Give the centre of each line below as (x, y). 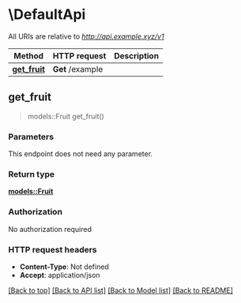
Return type (32, 174)
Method (28, 55)
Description (137, 55)
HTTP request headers (53, 249)
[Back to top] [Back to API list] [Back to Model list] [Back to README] (120, 290)
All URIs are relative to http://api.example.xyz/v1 (86, 36)
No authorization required (50, 229)
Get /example (78, 69)
